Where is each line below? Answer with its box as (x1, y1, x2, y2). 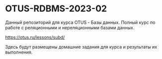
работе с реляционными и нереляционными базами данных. (5, 24, 135, 30)
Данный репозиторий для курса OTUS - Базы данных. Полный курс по (5, 19, 156, 25)
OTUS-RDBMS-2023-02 (5, 3, 107, 14)
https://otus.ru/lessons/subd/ (5, 34, 65, 40)
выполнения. (5, 49, 33, 55)
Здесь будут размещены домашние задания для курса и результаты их (5, 44, 158, 50)
